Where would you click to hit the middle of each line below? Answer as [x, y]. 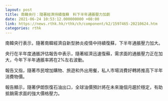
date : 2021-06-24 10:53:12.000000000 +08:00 [52, 19]
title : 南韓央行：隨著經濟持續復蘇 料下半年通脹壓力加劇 [58, 14]
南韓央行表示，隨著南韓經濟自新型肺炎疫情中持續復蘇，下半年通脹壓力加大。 [84, 43]
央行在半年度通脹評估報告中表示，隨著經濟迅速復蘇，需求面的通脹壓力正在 [82, 54]
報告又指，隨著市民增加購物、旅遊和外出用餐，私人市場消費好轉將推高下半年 [84, 71]
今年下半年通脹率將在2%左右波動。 [50, 60]
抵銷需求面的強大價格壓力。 [34, 94]
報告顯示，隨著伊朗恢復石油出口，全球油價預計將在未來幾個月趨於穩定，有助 [84, 87]
